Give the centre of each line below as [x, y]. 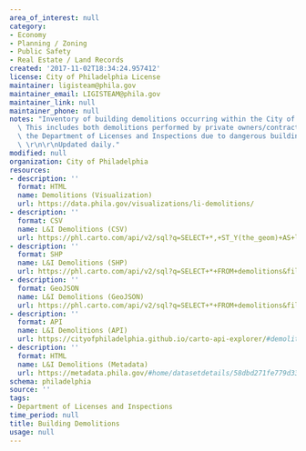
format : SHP [41, 255]
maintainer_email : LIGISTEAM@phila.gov [85, 94]
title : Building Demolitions [65, 424]
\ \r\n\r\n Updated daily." [69, 145]
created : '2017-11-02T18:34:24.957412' [85, 69]
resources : [30, 170]
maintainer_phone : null [55, 111]
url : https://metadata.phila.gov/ [83, 373]
